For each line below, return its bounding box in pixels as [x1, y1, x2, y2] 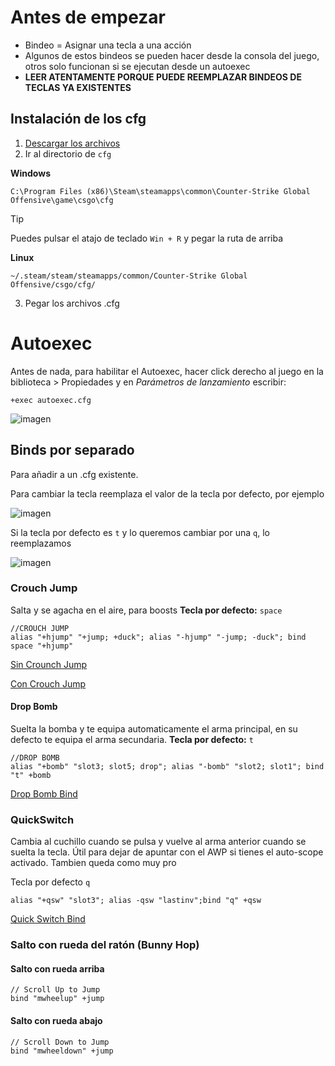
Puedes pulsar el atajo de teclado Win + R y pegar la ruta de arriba [10, 232, 284, 244]
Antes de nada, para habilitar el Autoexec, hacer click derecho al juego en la [10, 365, 324, 377]
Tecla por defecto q [10, 876, 91, 888]
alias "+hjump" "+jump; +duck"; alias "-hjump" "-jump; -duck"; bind [10, 632, 307, 642]
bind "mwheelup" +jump [10, 994, 105, 1004]
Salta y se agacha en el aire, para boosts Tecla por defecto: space [10, 604, 283, 616]
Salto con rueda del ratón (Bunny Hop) [10, 938, 200, 952]
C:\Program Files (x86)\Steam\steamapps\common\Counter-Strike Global [10, 186, 311, 196]
